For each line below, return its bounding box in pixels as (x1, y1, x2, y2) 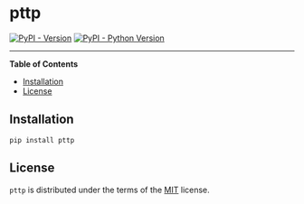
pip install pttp (9, 135, 75, 144)
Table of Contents (9, 58, 79, 70)
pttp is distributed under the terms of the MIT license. (9, 184, 210, 195)
